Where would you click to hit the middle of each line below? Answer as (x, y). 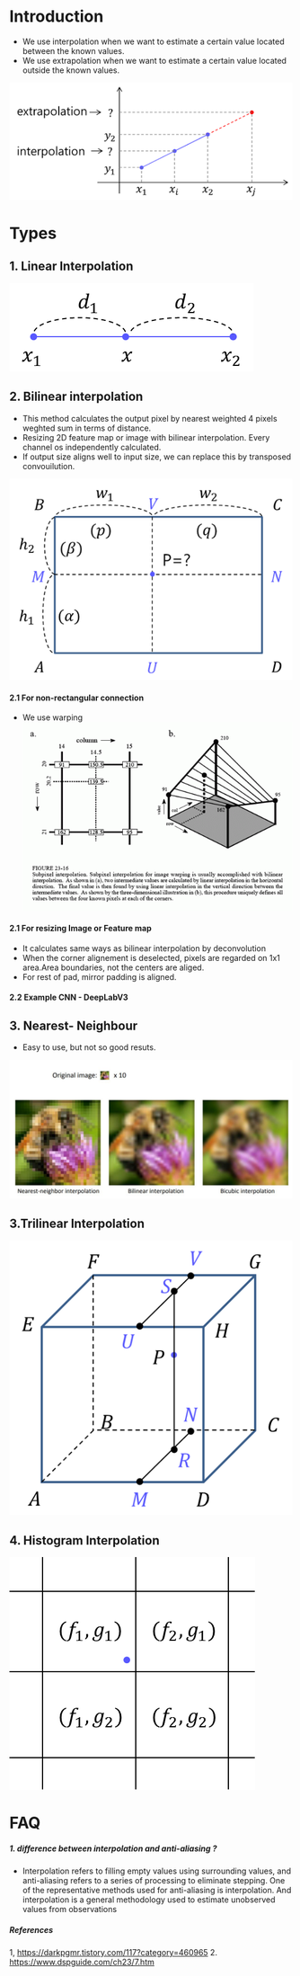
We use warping (53, 717)
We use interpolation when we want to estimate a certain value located (153, 41)
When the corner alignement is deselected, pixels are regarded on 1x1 (151, 957)
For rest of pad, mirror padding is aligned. (99, 976)
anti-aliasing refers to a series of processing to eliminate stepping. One (154, 1881)
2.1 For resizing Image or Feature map (80, 928)
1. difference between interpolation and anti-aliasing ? (113, 1848)
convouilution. (49, 466)
